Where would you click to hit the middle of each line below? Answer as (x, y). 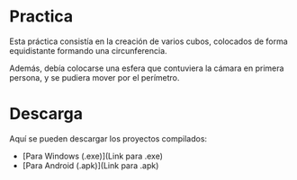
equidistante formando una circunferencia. (89, 50)
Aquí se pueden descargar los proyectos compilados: (108, 138)
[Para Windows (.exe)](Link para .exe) (93, 156)
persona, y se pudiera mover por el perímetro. (94, 77)
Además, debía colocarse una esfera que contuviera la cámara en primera (147, 68)
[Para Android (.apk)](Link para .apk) (90, 165)
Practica (41, 17)
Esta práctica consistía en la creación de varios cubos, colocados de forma (148, 41)
